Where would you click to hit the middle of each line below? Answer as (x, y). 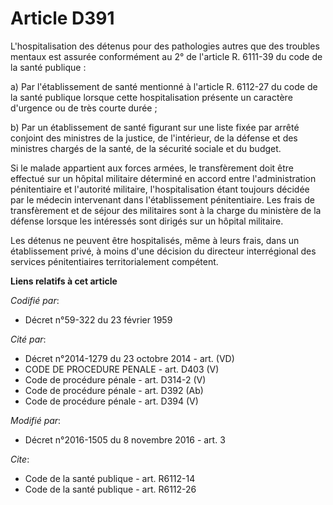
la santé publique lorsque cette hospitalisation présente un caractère (151, 97)
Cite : (20, 459)
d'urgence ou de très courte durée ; (84, 108)
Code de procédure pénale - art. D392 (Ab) (114, 390)
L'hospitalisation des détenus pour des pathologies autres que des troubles (165, 46)
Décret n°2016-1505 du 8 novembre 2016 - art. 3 (125, 439)
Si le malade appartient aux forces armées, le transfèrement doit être (152, 168)
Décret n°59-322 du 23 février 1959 (98, 319)
